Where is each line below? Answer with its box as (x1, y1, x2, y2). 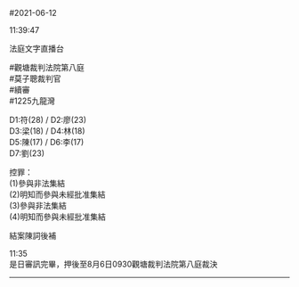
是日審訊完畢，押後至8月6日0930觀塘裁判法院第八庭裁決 (9, 258, 218, 269)
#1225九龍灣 (9, 95, 55, 106)
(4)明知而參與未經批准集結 (9, 211, 107, 222)
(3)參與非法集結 (9, 201, 67, 210)
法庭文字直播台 (9, 44, 64, 53)
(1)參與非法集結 (9, 178, 65, 188)
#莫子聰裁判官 (9, 73, 61, 84)
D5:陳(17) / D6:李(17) (9, 137, 85, 147)
